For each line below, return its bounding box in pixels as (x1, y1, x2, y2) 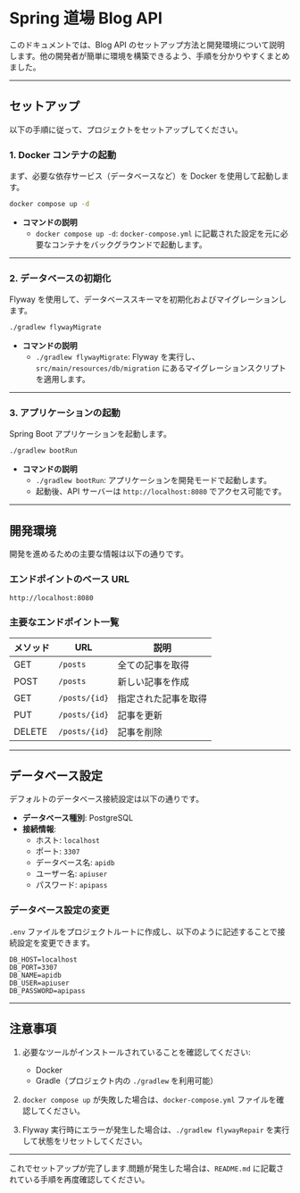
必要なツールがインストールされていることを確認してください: (21, 1047, 252, 1057)
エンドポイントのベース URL (9, 573, 129, 585)
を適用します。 (35, 374, 91, 385)
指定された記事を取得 (117, 692, 208, 705)
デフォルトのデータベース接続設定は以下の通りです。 (9, 794, 204, 805)
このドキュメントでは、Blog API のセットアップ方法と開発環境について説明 (9, 39, 286, 50)
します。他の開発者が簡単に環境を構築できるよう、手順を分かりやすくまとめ (9, 50, 290, 61)
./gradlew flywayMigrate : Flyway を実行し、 (35, 352, 200, 363)
